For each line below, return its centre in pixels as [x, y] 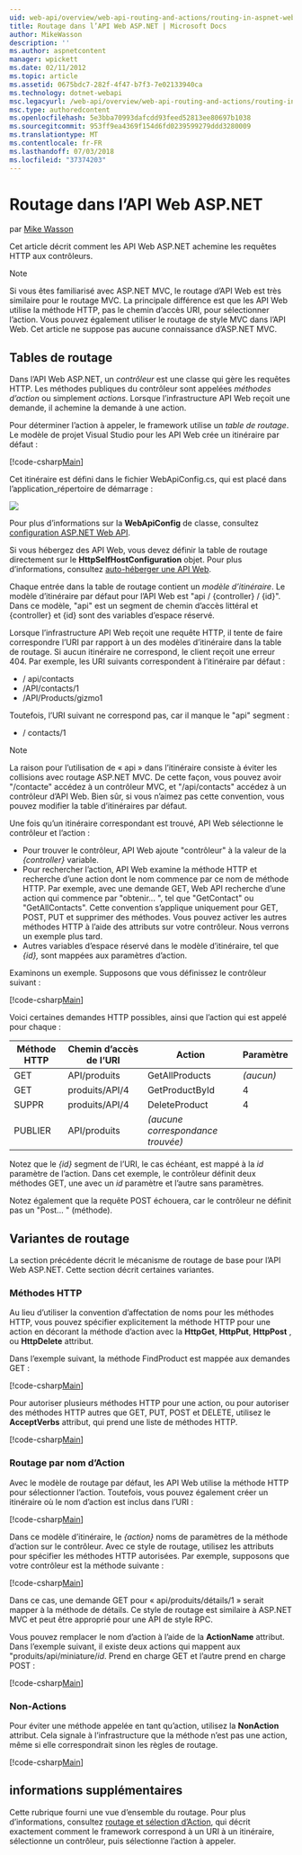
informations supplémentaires [96, 1791]
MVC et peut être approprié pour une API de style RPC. [111, 1619]
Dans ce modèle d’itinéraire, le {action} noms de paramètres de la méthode [149, 1537]
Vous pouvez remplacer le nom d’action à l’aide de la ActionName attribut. [147, 1636]
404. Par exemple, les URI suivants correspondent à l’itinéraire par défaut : [147, 661]
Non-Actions [38, 1706]
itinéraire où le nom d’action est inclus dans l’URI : [102, 1501]
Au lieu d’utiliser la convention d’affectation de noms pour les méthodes [142, 1313]
